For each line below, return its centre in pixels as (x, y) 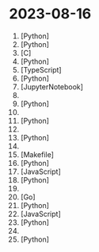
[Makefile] (37, 154)
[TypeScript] (41, 69)
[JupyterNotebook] (52, 87)
